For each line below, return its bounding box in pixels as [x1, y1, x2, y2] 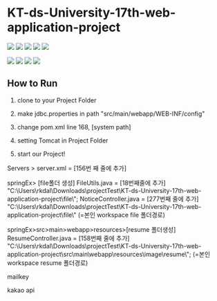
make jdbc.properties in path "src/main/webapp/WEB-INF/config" [17, 109, 205, 118]
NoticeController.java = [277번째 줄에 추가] [79, 194, 199, 203]
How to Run [7, 77, 58, 89]
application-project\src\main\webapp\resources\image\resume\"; [7, 250, 191, 258]
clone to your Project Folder [17, 95, 97, 104]
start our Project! [17, 149, 66, 158]
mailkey [7, 272, 30, 281]
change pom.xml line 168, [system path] [17, 122, 131, 131]
